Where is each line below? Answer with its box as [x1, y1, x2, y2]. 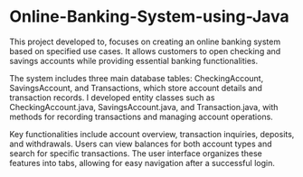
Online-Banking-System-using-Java [9, 6, 289, 27]
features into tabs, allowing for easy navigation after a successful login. [9, 157, 276, 168]
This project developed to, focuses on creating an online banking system [9, 36, 281, 47]
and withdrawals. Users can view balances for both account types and [9, 138, 272, 149]
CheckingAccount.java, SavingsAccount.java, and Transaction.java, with [9, 101, 279, 112]
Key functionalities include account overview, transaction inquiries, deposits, [9, 128, 295, 139]
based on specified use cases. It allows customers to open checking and [9, 45, 281, 56]
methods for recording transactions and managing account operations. [9, 111, 273, 122]
